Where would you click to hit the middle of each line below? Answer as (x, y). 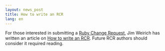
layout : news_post (24, 10)
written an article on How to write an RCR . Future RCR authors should (76, 38)
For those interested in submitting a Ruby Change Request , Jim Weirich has (83, 33)
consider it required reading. (34, 44)
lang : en (14, 19)
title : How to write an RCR (34, 14)
